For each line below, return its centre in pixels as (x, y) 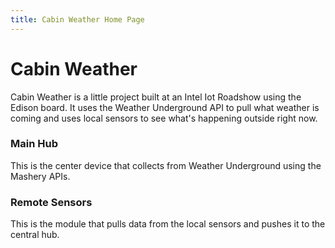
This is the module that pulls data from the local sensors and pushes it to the (168, 224)
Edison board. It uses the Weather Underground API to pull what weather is (165, 107)
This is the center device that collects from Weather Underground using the (166, 165)
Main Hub (34, 144)
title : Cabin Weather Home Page (77, 19)
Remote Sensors (51, 202)
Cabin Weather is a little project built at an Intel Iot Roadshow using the (156, 97)
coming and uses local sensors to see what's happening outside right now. (164, 118)
